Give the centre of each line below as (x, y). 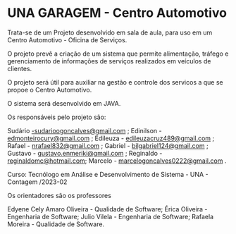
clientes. (20, 68)
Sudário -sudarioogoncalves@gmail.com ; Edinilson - (85, 130)
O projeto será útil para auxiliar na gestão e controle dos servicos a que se (115, 82)
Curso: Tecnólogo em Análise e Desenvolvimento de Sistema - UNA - (108, 174)
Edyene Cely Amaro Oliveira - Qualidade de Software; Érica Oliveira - (107, 209)
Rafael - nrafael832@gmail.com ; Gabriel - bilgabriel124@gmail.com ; (108, 145)
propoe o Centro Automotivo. (50, 90)
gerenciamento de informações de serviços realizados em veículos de (109, 61)
